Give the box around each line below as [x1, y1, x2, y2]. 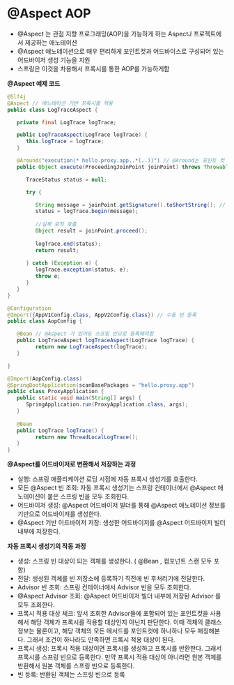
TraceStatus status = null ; [25, 176, 108, 183]
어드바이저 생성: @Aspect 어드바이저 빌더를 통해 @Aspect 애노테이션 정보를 [17, 501, 226, 510]
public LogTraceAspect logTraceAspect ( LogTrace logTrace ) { [16, 337, 195, 344]
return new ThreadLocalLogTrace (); [35, 434, 139, 441]
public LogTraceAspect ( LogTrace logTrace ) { [16, 131, 148, 138]
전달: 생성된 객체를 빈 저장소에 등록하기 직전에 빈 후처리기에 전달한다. [17, 575, 205, 583]
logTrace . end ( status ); [35, 240, 101, 247]
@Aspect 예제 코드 [7, 79, 61, 87]
